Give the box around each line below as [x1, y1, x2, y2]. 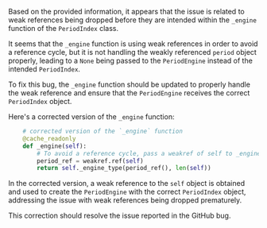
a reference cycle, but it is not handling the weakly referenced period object [8, 48, 257, 56]
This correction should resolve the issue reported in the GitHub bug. [8, 211, 231, 221]
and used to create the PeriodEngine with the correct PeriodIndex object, [8, 187, 246, 197]
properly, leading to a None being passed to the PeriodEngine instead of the [8, 56, 253, 65]
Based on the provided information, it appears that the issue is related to [8, 7, 245, 16]
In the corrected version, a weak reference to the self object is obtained [8, 179, 246, 188]
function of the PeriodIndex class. [8, 24, 119, 33]
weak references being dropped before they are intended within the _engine [8, 15, 257, 25]
